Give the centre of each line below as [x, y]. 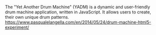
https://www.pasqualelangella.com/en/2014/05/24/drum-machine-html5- [78, 22]
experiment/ [17, 27]
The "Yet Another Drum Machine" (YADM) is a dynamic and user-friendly [78, 7]
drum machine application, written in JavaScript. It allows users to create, [78, 12]
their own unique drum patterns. [37, 17]
